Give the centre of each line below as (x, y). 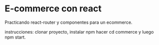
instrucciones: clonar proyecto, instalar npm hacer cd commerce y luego (79, 32)
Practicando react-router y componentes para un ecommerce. (69, 22)
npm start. (15, 37)
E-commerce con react (53, 9)
